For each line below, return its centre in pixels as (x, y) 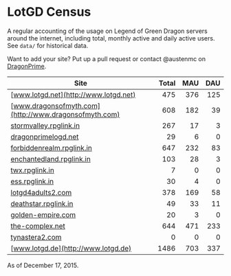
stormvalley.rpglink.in (45, 126)
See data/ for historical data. (48, 45)
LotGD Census (49, 12)
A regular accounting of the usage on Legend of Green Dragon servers (107, 31)
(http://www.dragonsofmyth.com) (65, 114)
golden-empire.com (43, 215)
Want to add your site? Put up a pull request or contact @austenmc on (107, 58)
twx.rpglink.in (33, 170)
